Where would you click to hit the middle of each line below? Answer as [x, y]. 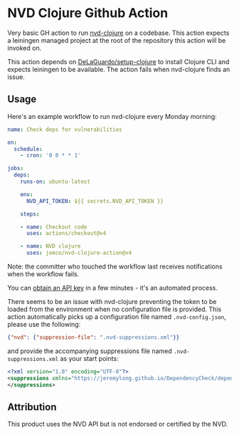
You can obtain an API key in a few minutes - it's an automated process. [113, 288]
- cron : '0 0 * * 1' [51, 156]
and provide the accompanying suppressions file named [90, 351]
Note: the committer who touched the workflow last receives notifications [115, 266]
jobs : [15, 169]
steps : [30, 214]
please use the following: [44, 324]
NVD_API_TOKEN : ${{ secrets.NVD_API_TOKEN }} [95, 201]
